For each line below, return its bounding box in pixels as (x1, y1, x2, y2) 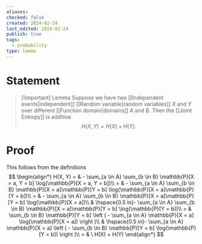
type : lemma (6, 48, 36, 54)
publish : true (6, 31, 42, 37)
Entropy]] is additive (21, 113, 71, 120)
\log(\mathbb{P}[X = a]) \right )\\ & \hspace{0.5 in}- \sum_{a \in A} (19, 217, 184, 225)
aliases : (6, 8, 28, 15)
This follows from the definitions (6, 163, 86, 170)
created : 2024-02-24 (6, 20, 58, 26)
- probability (11, 43, 47, 49)
